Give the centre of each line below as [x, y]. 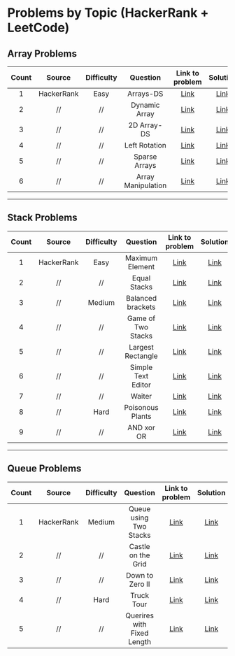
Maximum [141, 258]
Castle [140, 546]
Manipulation [145, 185]
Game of [141, 318]
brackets [141, 307]
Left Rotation [145, 145]
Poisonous [141, 407]
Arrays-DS [145, 94]
